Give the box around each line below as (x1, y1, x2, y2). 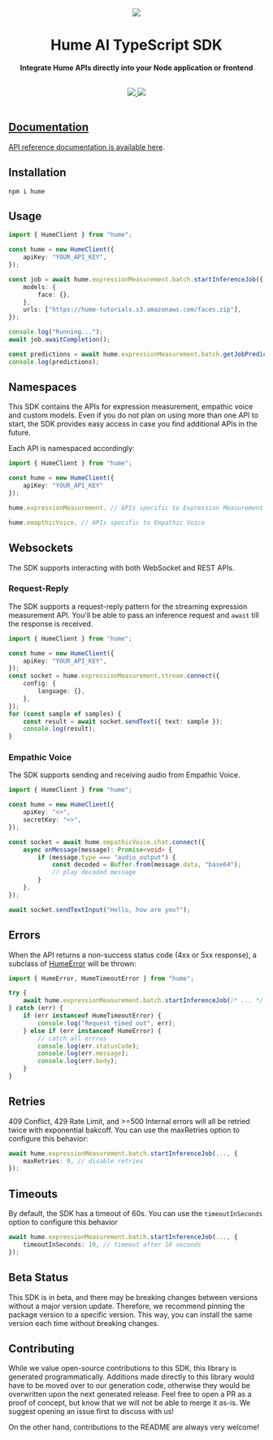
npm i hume (8, 187, 45, 195)
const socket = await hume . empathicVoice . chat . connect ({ (8, 838, 206, 846)
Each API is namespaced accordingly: (8, 444, 136, 453)
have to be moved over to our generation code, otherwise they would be (8, 1381, 250, 1390)
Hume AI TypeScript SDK (50, 36, 223, 55)
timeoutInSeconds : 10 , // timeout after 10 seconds (23, 1241, 201, 1249)
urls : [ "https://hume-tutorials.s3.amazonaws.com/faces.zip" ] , (23, 305, 242, 314)
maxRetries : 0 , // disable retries (23, 1157, 144, 1165)
